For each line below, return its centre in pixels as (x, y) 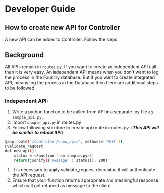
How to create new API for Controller (63, 28)
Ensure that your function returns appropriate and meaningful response (85, 180)
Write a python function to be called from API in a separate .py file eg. (83, 112)
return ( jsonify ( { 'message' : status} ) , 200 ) (61, 160)
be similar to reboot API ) (38, 133)
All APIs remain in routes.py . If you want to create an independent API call (81, 67)
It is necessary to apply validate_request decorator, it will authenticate (83, 170)
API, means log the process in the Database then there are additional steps (82, 82)
